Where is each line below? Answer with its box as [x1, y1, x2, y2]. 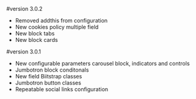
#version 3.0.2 [6, 5, 43, 12]
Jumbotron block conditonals [15, 66, 89, 73]
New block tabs [15, 30, 55, 37]
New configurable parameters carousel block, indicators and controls [15, 60, 191, 67]
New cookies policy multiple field [15, 24, 99, 30]
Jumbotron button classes [15, 79, 81, 86]
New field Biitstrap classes [15, 73, 82, 80]
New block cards [15, 36, 58, 43]
